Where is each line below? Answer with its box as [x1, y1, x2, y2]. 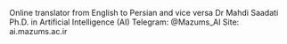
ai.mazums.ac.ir [9, 26, 68, 36]
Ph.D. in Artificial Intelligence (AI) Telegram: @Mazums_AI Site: [9, 17, 240, 27]
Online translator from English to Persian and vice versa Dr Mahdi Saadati [9, 8, 279, 18]
